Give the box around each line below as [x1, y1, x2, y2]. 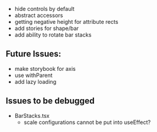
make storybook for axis [14, 65, 76, 72]
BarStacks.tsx [14, 112, 50, 119]
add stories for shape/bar [14, 24, 79, 32]
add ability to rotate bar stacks [14, 31, 92, 38]
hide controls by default [14, 5, 75, 12]
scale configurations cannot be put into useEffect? [23, 119, 151, 126]
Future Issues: [5, 49, 62, 59]
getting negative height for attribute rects [14, 18, 119, 25]
